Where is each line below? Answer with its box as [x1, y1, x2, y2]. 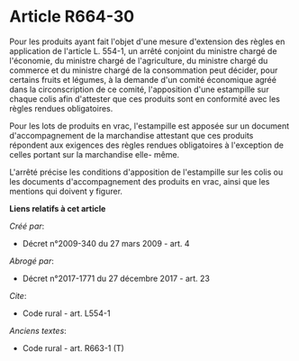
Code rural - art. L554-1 [22, 308, 111, 319]
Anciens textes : [9, 325, 68, 336]
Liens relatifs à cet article [9, 203, 106, 213]
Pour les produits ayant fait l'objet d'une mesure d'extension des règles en [9, 36, 285, 47]
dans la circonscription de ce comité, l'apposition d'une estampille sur [9, 84, 269, 95]
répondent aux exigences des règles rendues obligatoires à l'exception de [9, 140, 284, 150]
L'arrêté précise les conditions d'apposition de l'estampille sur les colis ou [9, 167, 284, 177]
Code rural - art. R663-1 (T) [22, 342, 124, 353]
